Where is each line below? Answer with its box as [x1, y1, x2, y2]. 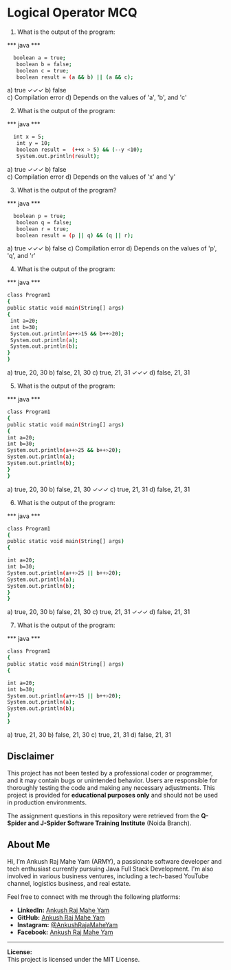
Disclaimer [7, 751, 54, 762]
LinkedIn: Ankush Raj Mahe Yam [16, 906, 110, 914]
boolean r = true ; [16, 226, 69, 232]
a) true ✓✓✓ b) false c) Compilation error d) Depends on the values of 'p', [7, 244, 217, 253]
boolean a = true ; [13, 54, 67, 61]
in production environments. [7, 798, 87, 806]
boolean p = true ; [13, 212, 67, 219]
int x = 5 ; [13, 133, 45, 141]
